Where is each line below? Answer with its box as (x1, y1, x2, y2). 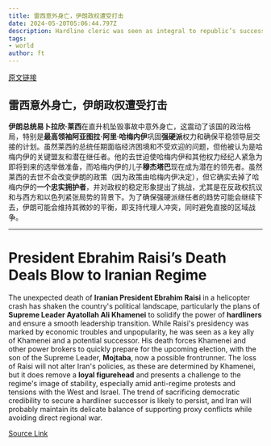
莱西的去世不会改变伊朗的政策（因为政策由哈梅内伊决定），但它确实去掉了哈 (8, 171, 260, 182)
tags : (8, 34, 27, 43)
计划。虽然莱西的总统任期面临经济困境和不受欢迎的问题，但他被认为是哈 (22, 141, 263, 151)
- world (8, 42, 35, 50)
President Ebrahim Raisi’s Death (8, 249, 227, 267)
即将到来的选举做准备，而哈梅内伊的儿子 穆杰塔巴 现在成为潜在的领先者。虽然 (8, 162, 263, 171)
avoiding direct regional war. (8, 413, 103, 423)
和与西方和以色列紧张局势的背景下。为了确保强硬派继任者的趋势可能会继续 (8, 191, 256, 202)
